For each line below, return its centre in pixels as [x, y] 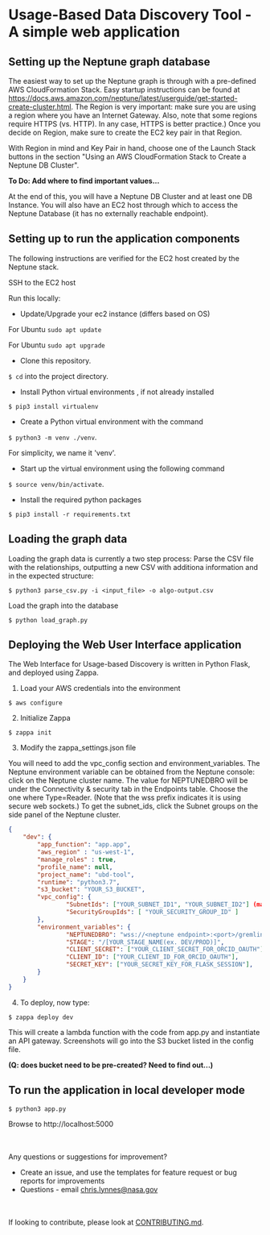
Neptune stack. [34, 267]
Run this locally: [35, 298]
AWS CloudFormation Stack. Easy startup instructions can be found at [124, 89]
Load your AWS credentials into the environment [100, 688]
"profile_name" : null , [75, 867]
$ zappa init [30, 733]
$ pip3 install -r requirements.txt [70, 514]
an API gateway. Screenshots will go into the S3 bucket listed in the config [131, 1041]
